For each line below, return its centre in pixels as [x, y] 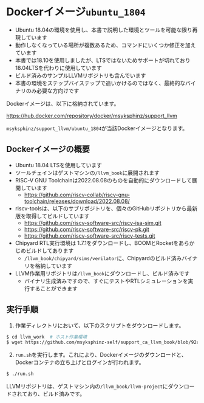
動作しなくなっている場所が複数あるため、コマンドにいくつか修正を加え [105, 45]
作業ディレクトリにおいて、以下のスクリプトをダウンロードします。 [100, 325]
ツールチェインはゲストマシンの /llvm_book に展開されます [87, 173]
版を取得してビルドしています [52, 216]
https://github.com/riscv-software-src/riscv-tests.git [90, 236]
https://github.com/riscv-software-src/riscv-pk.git [87, 229]
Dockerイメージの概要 [48, 149]
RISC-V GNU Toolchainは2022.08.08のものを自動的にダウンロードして [104, 180]
